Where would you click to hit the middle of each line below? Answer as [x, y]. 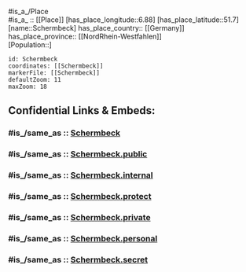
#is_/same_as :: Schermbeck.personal [83, 238]
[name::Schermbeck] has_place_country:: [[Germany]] [96, 28]
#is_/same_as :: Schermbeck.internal [81, 175]
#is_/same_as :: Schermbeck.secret [78, 259]
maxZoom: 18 [28, 86]
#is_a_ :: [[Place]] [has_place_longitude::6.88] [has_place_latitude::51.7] [124, 20]
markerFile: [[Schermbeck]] [54, 73]
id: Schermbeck [33, 59]
